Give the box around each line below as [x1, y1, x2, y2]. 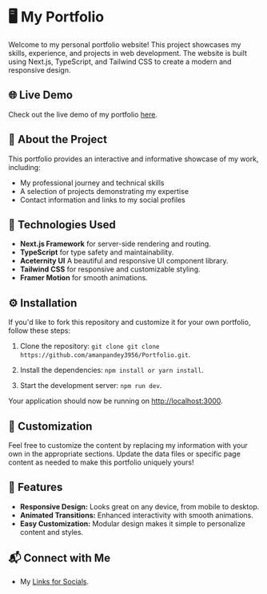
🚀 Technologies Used [8, 218, 116, 232]
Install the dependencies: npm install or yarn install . [19, 366, 204, 375]
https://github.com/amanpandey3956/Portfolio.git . [19, 350, 191, 359]
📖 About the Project [8, 133, 108, 146]
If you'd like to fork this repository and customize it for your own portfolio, [8, 318, 251, 327]
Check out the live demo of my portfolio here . [8, 109, 158, 119]
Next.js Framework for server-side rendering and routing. [19, 239, 212, 249]
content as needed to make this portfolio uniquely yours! [8, 457, 194, 467]
